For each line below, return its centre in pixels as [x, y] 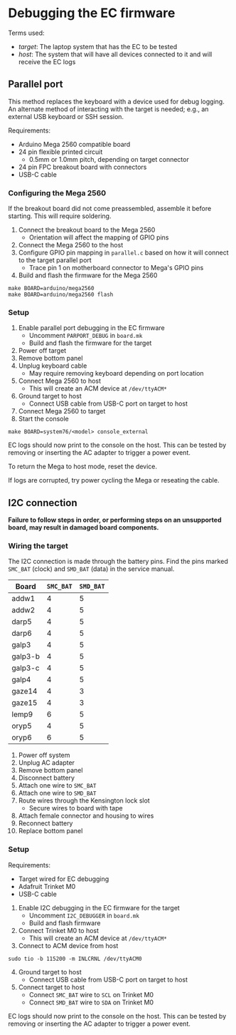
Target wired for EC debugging [64, 879]
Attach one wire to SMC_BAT [57, 786]
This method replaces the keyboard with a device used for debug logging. [116, 101]
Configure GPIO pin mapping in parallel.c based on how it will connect [124, 253]
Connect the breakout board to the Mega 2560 [87, 230]
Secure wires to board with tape [76, 808]
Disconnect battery [47, 778]
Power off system [44, 755]
